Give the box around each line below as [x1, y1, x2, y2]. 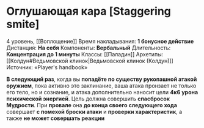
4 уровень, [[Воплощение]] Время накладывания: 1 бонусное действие [6, 37, 194, 45]
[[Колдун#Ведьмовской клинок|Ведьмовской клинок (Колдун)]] [6, 57, 174, 64]
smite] [6, 17, 40, 31]
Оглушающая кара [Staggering [6, 4, 171, 18]
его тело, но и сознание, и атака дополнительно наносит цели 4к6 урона [6, 88, 199, 96]
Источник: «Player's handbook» [6, 63, 88, 71]
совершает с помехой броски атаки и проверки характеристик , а [6, 108, 183, 115]
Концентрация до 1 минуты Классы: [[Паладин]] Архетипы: [6, 50, 164, 58]
